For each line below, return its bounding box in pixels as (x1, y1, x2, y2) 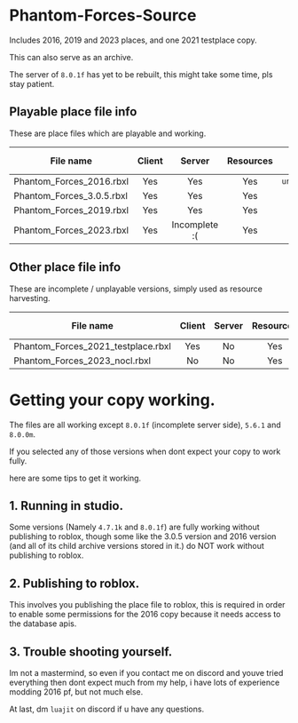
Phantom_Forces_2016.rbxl (13, 175, 129, 187)
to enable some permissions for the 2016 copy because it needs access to (9, 609, 281, 620)
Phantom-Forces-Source (9, 5, 197, 26)
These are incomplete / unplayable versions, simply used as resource (9, 283, 263, 294)
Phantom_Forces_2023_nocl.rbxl (13, 354, 152, 367)
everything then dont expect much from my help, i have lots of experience (9, 677, 280, 687)
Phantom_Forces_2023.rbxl (13, 224, 129, 236)
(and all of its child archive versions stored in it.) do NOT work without (9, 541, 264, 552)
